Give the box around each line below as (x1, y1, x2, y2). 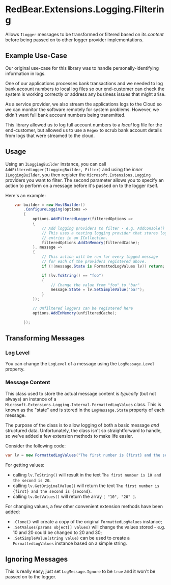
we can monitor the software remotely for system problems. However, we (5, 106, 159, 113)
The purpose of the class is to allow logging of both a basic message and (5, 422, 159, 428)
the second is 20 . (12, 477, 51, 483)
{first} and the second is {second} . (12, 488, 92, 494)
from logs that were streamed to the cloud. (5, 132, 95, 139)
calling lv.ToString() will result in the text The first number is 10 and (12, 471, 161, 477)
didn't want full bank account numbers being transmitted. (5, 112, 126, 118)
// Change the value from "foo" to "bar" (50, 282, 140, 287)
